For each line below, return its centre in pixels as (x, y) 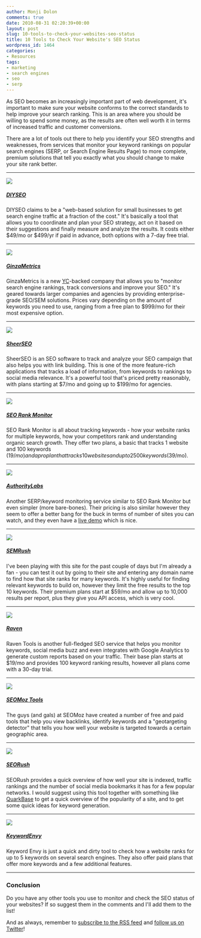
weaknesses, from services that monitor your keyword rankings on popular (99, 145)
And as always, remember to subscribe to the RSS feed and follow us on (95, 922)
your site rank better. (32, 164)
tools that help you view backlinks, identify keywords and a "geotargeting (97, 721)
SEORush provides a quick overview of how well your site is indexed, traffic (99, 780)
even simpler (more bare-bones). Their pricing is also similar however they (98, 507)
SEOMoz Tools (25, 700)
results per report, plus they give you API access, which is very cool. (91, 598)
